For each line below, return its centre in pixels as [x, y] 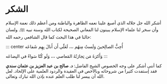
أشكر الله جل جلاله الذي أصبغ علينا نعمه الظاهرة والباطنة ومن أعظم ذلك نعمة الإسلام [83, 23]
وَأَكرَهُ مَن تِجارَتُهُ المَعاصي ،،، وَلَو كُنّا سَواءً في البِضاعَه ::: [57, 56]
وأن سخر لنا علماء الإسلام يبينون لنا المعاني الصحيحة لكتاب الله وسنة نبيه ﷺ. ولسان [82, 29]
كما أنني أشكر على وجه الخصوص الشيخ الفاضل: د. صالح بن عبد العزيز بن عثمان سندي [84, 66]
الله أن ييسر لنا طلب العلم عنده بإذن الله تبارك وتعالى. [55, 76]
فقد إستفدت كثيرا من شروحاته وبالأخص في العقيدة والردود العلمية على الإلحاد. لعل [81, 71]
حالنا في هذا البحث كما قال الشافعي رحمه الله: [48, 37]
